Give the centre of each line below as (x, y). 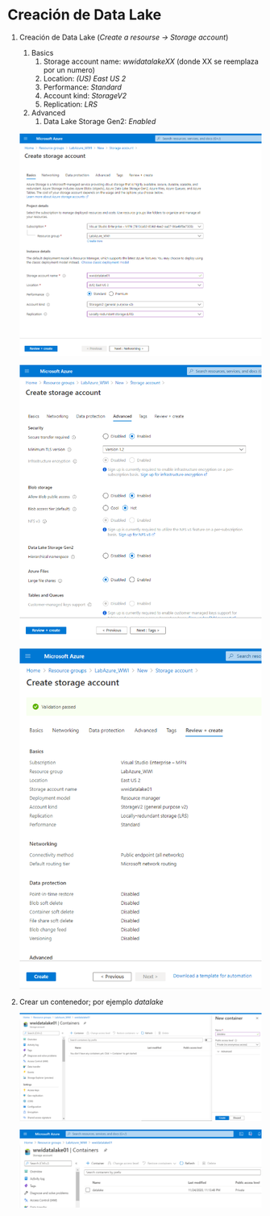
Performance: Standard (83, 87)
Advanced (48, 112)
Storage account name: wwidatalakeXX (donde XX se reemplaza (151, 61)
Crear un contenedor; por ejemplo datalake (91, 1002)
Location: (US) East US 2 (85, 78)
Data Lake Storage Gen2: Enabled (100, 121)
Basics (42, 52)
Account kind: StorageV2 (85, 95)
